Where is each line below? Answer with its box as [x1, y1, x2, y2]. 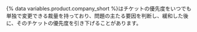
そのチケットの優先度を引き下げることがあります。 [16, 20, 142, 26]
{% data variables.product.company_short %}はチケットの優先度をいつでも [6, 5, 192, 12]
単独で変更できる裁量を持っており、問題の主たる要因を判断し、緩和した [6, 12, 184, 19]
